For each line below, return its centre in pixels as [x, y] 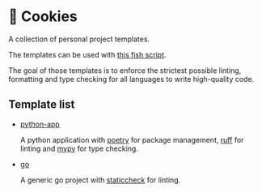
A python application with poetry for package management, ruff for [132, 139]
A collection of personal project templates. [79, 39]
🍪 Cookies [43, 17]
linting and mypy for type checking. [79, 148]
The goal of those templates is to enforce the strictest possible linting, [125, 70]
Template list [42, 105]
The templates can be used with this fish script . [88, 54]
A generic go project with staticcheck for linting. [100, 180]
